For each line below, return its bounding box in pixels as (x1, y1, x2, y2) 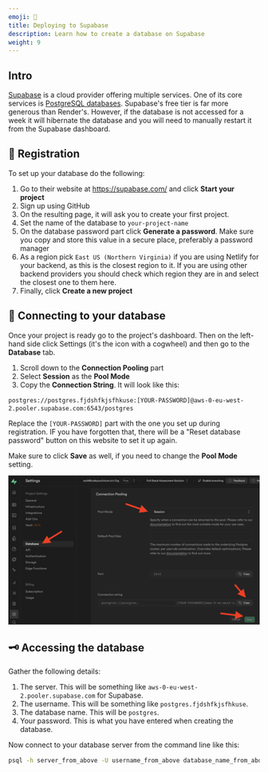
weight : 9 (8, 38, 41, 46)
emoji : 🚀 (8, 13, 37, 21)
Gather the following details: (8, 666, 101, 676)
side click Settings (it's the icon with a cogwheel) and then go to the (26, 338, 250, 348)
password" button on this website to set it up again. (8, 435, 178, 445)
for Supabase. (97, 690, 144, 700)
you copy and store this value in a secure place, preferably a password (19, 234, 253, 244)
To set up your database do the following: (8, 168, 145, 178)
